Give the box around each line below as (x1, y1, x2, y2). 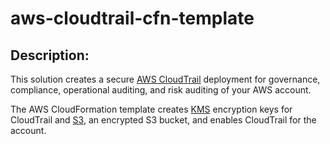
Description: (10, 47, 90, 64)
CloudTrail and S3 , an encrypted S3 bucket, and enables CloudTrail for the (10, 114, 317, 126)
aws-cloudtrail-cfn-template (10, 7, 255, 30)
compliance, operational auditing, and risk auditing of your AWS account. (10, 84, 312, 96)
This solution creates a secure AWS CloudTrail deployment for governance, (10, 73, 321, 85)
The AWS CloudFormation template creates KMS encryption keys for (10, 103, 293, 115)
